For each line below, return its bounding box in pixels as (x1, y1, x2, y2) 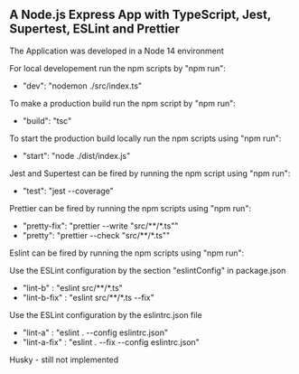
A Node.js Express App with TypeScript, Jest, (9, 7, 271, 23)
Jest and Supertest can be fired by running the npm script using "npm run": (9, 167, 291, 179)
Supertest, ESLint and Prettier (9, 22, 181, 37)
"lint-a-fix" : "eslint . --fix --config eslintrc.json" (22, 336, 201, 347)
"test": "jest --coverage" (22, 185, 115, 196)
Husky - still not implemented (9, 354, 119, 365)
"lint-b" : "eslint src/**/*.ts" (22, 282, 124, 293)
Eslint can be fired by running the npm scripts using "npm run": (9, 248, 245, 258)
